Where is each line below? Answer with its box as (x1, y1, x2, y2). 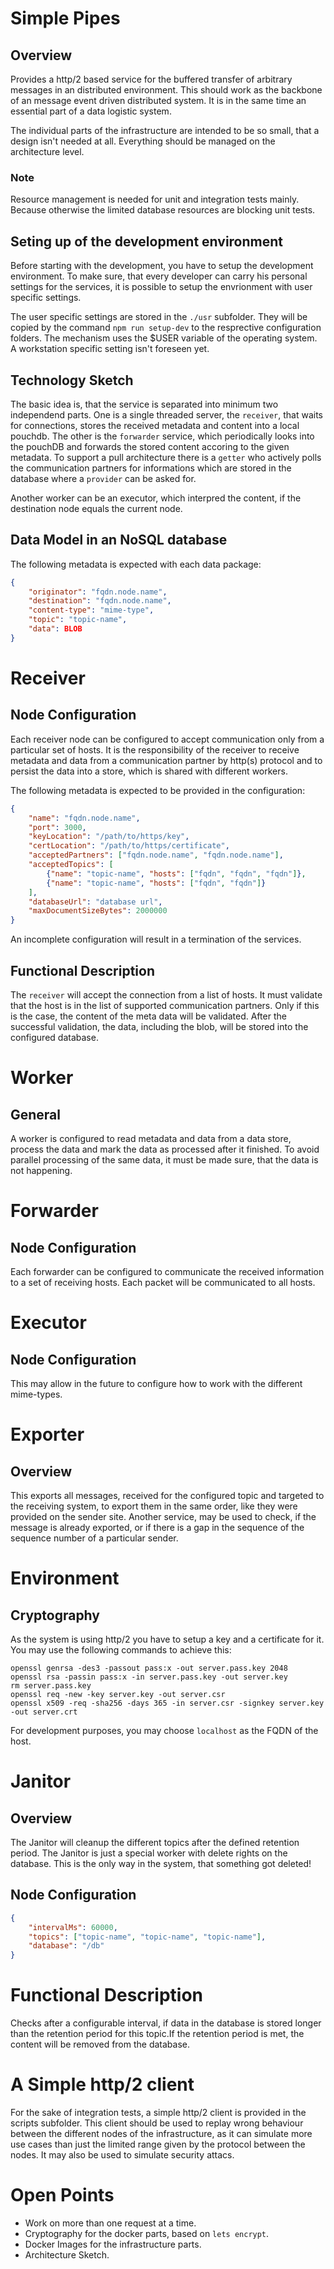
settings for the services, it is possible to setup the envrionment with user (10, 281, 313, 293)
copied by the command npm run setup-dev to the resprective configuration (10, 322, 322, 334)
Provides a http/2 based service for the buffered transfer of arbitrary (10, 73, 293, 85)
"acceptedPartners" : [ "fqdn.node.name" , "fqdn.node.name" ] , (28, 850, 284, 861)
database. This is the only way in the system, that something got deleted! (10, 1858, 312, 1870)
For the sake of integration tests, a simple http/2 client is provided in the (10, 2107, 307, 2119)
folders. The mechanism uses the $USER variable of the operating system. (10, 332, 318, 344)
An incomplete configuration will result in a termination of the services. (10, 933, 302, 946)
